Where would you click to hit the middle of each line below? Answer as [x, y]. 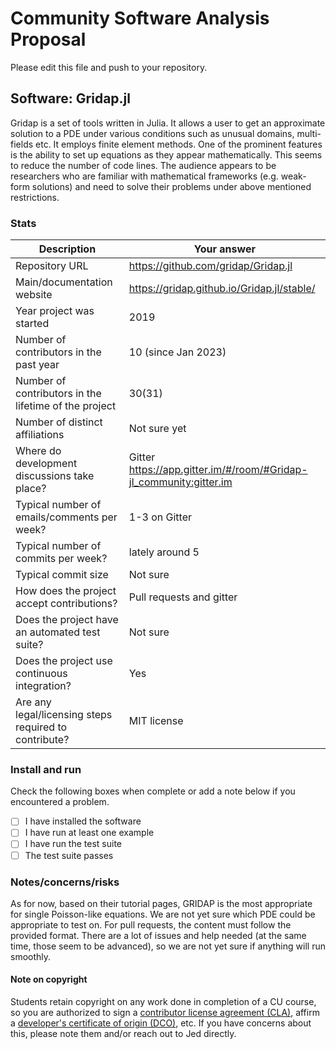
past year [37, 365]
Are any [33, 702]
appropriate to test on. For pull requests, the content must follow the [151, 924]
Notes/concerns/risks [65, 882]
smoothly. [31, 956]
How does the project [66, 591]
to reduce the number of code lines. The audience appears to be [143, 165]
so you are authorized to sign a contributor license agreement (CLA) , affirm [165, 1013]
